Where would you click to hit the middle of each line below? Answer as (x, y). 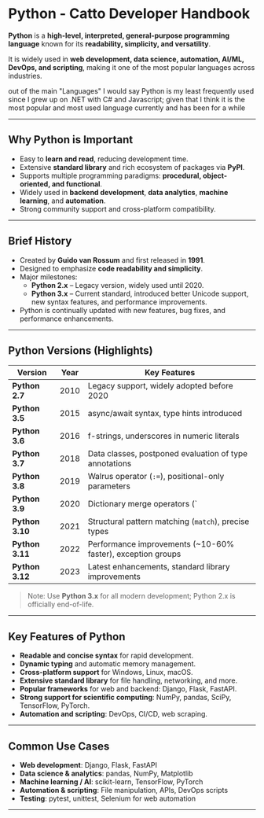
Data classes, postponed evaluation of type (168, 454)
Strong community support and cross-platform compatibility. (117, 208)
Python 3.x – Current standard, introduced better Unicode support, (140, 293)
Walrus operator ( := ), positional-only (156, 477)
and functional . (77, 184)
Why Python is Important (71, 140)
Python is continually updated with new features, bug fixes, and (123, 310)
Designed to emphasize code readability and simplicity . (111, 268)
